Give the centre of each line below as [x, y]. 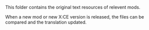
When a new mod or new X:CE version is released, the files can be [75, 17]
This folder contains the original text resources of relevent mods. [73, 7]
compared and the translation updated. [46, 22]
